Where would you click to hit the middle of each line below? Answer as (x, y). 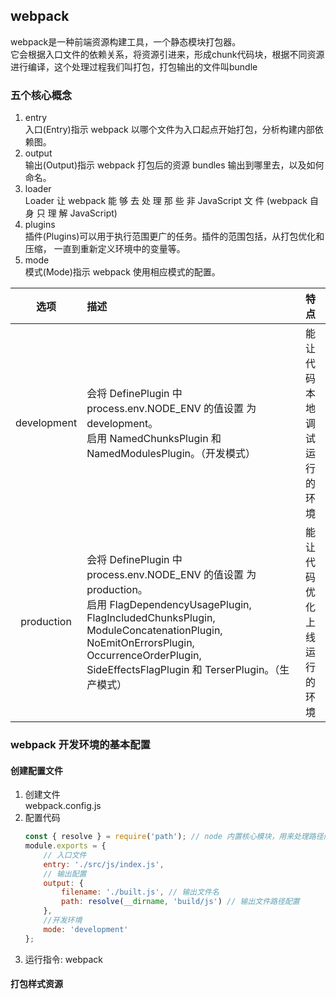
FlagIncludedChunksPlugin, (151, 618)
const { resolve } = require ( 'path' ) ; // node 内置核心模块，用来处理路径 (174, 837)
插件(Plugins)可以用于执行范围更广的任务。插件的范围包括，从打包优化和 (174, 236)
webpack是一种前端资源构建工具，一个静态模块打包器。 (126, 41)
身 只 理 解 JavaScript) (71, 213)
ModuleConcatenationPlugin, (154, 631)
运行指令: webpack (63, 959)
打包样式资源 (36, 984)
